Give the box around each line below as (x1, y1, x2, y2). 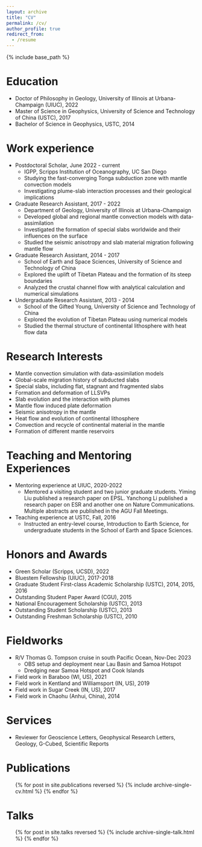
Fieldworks (6, 634, 63, 647)
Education (6, 75, 58, 88)
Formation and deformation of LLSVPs (14, 389, 110, 396)
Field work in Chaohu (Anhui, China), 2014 (14, 692, 121, 699)
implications (24, 193, 54, 201)
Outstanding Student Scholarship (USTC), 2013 (14, 606, 133, 614)
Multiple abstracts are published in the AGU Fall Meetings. (24, 507, 169, 514)
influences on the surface (24, 232, 88, 239)
